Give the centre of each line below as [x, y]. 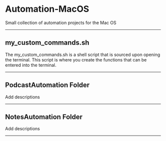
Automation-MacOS [47, 9]
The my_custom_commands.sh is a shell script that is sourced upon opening [83, 55]
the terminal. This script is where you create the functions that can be [76, 59]
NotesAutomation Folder [44, 117]
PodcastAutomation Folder [47, 85]
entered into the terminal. [31, 65]
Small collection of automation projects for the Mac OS [61, 23]
